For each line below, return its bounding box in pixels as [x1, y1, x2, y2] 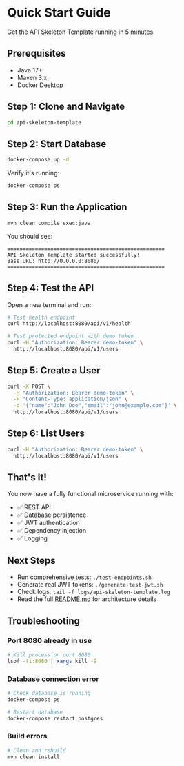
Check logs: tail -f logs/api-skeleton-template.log [17, 588, 170, 596]
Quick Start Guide [7, 5, 112, 21]
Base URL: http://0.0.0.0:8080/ [7, 257, 100, 264]
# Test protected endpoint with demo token [7, 333, 134, 340]
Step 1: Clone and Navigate [7, 101, 125, 112]
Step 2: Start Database [7, 138, 107, 150]
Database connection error [7, 674, 100, 684]
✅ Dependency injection [17, 527, 87, 535]
